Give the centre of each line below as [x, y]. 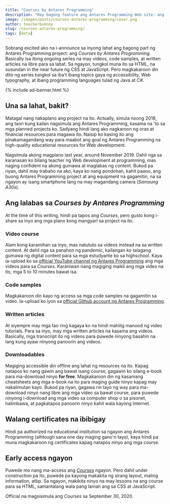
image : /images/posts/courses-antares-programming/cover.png [71, 19]
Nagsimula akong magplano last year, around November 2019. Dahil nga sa [84, 154]
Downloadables [25, 355]
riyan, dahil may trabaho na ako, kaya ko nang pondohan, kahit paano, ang [83, 171]
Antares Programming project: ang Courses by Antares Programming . [78, 53]
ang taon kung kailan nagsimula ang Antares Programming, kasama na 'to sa [85, 123]
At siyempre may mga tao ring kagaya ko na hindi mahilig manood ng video [84, 325]
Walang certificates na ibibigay [56, 419]
